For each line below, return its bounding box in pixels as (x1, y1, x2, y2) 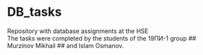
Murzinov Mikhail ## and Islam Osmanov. (7, 41, 124, 49)
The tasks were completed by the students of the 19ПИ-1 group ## (7, 34, 197, 42)
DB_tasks (7, 4, 62, 20)
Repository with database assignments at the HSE (7, 27, 149, 35)
